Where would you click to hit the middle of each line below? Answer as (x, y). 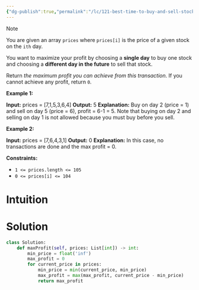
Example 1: (20, 93)
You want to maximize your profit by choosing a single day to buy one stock (99, 57)
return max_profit (60, 281)
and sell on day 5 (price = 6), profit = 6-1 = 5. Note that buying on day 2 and (99, 111)
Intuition (27, 199)
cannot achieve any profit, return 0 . (49, 82)
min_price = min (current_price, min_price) (92, 270)
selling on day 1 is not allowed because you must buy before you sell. (90, 117)
